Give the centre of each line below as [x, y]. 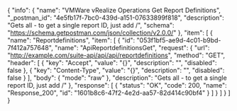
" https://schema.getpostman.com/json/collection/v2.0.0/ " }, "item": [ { [110, 33]
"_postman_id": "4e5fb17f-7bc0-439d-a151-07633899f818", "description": [116, 18]
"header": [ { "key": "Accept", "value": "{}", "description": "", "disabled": [112, 63]
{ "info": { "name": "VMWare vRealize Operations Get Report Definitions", [114, 10]
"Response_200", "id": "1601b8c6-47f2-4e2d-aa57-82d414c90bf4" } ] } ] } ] [119, 93]
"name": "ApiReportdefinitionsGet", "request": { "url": [132, 48]
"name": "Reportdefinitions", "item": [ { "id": [71, 40]
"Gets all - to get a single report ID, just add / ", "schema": [91, 25]
